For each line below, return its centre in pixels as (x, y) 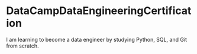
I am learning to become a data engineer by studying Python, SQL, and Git (97, 39)
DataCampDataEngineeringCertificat (99, 11)
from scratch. (23, 46)
